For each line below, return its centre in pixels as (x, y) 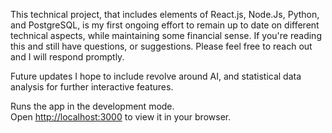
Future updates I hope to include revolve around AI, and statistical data (156, 76)
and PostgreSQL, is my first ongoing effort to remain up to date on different (165, 25)
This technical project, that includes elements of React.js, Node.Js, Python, (165, 14)
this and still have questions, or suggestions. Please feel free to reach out (161, 46)
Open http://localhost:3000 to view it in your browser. (121, 117)
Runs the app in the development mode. (92, 106)
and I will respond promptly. (67, 57)
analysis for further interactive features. (92, 87)
